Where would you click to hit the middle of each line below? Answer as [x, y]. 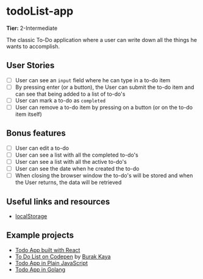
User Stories [30, 65]
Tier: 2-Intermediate [32, 28]
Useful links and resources [58, 201]
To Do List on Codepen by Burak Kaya [63, 256]
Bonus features [36, 133]
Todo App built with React [48, 250]
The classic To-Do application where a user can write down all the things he [102, 40]
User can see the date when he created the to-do [77, 168]
